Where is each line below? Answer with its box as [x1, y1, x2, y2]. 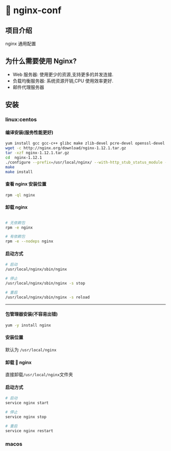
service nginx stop [5, 414, 47, 419]
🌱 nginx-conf [5, 5, 62, 16]
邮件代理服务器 [12, 84, 44, 90]
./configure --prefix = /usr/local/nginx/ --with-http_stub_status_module [5, 160, 163, 165]
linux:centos [5, 116, 37, 123]
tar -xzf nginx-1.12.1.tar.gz [5, 150, 70, 156]
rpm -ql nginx [5, 192, 36, 198]
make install [5, 169, 33, 175]
